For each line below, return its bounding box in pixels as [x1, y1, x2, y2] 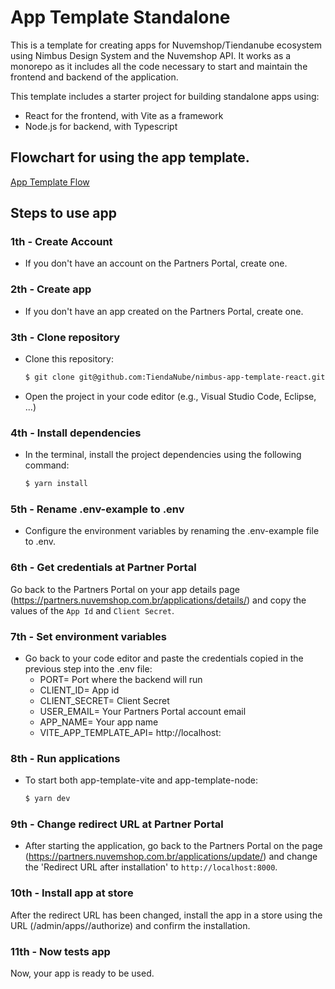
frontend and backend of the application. [10, 71, 179, 83]
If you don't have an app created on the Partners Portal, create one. [24, 305, 304, 317]
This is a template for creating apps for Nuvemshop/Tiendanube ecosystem [10, 39, 322, 51]
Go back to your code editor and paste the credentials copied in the [24, 652, 304, 664]
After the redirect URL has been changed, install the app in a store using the [10, 909, 323, 921]
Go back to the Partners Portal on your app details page [10, 583, 240, 595]
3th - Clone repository [10, 330, 121, 344]
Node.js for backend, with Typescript [24, 120, 178, 132]
